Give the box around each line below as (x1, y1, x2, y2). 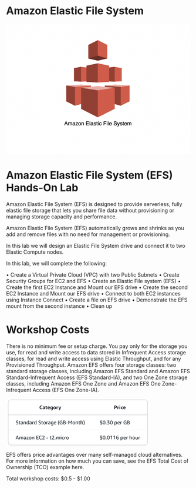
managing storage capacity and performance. (6, 213, 117, 220)
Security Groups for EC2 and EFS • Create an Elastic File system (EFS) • (6, 277, 181, 284)
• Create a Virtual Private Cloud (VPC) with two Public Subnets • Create (6, 271, 180, 278)
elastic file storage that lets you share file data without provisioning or (6, 207, 175, 214)
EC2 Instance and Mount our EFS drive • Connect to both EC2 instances (6, 290, 181, 297)
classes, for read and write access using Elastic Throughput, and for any (6, 355, 181, 362)
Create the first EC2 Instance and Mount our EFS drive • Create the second (6, 284, 188, 291)
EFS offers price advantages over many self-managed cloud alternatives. (6, 451, 183, 458)
